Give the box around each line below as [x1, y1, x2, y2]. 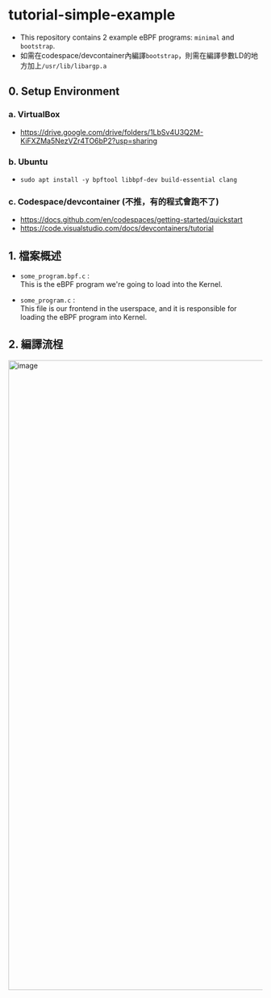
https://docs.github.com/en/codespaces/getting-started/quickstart [19, 215, 244, 225]
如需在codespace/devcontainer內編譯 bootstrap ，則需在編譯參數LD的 [19, 50, 252, 60]
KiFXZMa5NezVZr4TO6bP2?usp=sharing [19, 136, 158, 145]
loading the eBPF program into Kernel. [19, 313, 148, 322]
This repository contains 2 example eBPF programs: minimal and [19, 32, 235, 42]
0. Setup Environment [8, 85, 120, 99]
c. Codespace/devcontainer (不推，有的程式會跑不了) [8, 196, 219, 207]
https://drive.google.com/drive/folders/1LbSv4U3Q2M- [19, 127, 204, 137]
